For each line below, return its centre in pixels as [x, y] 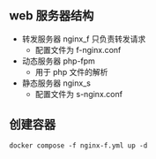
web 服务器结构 [52, 16]
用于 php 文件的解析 [71, 72]
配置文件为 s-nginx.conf [79, 94]
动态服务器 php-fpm [58, 61]
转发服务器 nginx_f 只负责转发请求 [84, 39]
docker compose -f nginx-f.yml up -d [78, 145]
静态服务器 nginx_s [56, 83]
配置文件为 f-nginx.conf [78, 49]
